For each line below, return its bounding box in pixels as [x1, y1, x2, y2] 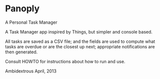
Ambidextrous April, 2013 [5, 68, 57, 74]
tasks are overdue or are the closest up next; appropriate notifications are [5, 43, 155, 49]
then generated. [5, 49, 38, 55]
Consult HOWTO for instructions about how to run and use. [5, 58, 125, 64]
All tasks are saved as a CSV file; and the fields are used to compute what [5, 38, 156, 44]
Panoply [5, 3, 40, 14]
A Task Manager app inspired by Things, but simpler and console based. [5, 29, 153, 35]
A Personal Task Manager [5, 19, 58, 25]
